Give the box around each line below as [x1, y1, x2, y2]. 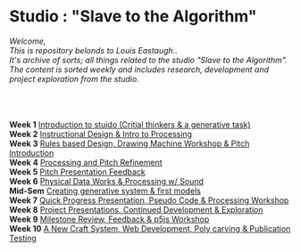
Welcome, [9, 36, 46, 46]
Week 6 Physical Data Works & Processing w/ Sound [9, 175, 204, 186]
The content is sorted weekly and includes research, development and [9, 64, 270, 75]
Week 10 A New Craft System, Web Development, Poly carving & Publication [9, 223, 291, 233]
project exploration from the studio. [9, 73, 140, 84]
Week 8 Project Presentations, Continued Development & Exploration [9, 204, 263, 215]
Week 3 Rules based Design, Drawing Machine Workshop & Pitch [9, 138, 250, 149]
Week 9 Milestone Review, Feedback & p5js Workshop [9, 214, 210, 224]
